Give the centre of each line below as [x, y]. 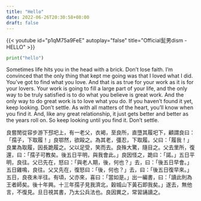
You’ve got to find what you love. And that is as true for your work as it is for [100, 82]
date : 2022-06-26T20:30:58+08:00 [48, 17]
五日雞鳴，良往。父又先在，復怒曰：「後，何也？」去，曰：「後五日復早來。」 [99, 170]
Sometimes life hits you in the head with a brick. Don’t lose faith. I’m [90, 70]
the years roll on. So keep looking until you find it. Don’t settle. [83, 120]
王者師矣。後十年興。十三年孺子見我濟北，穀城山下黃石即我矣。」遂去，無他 [99, 185]
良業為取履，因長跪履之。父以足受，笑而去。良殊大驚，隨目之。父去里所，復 [100, 147]
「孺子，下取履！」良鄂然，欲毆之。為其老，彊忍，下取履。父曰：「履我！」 [99, 140]
